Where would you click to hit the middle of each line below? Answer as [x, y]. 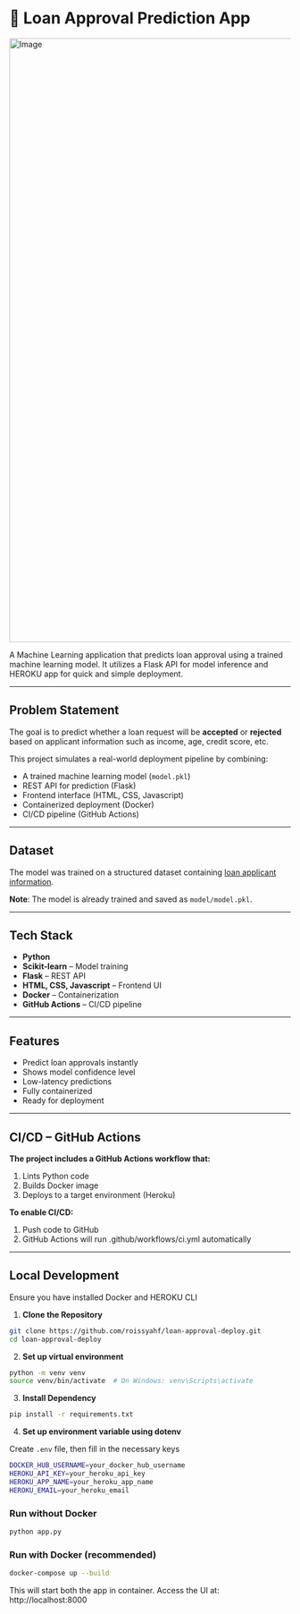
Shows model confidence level [79, 1072]
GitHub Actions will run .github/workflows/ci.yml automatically [137, 1239]
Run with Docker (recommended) [83, 1554]
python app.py [36, 1532]
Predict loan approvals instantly [80, 1063]
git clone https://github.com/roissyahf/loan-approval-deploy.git [135, 1331]
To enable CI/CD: [42, 1212]
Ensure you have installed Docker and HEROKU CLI [104, 1297]
